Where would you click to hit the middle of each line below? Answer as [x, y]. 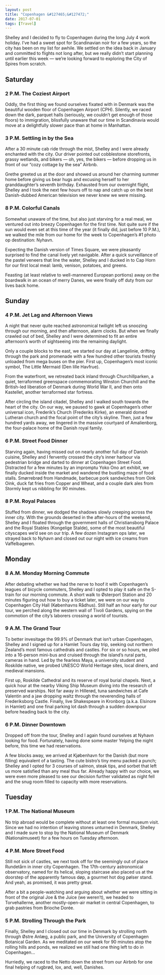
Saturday [19, 79]
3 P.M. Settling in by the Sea [39, 138]
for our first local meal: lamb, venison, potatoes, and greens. [66, 265]
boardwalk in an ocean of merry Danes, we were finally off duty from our [79, 280]
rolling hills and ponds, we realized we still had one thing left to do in [74, 947]
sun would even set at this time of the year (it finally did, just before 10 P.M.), [83, 229]
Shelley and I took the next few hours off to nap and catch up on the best [79, 190]
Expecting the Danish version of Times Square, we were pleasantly [73, 249]
